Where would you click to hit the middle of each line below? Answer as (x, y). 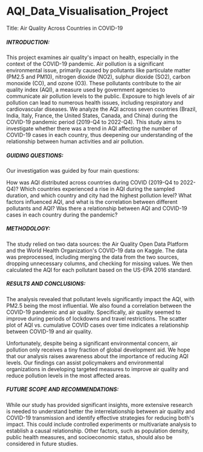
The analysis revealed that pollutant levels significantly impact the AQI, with (101, 299)
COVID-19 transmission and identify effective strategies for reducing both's (100, 417)
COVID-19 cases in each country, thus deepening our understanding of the (100, 134)
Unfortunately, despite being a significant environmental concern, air (92, 343)
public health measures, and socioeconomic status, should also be (89, 437)
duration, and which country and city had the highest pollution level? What (99, 195)
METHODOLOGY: (28, 229)
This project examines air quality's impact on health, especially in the (92, 57)
